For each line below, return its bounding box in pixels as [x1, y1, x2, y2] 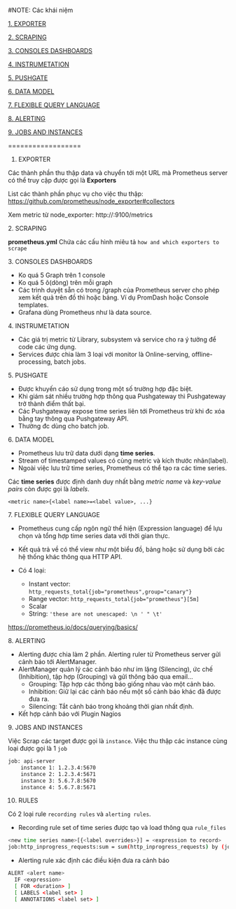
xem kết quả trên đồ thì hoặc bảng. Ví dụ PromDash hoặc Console [18, 293, 209, 302]
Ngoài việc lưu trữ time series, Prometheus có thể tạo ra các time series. [18, 464, 227, 472]
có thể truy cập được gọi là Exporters [8, 176, 117, 184]
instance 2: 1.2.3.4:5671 [20, 770, 97, 777]
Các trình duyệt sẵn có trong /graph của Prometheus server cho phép [18, 286, 220, 294]
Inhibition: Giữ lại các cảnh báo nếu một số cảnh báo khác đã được [28, 687, 221, 696]
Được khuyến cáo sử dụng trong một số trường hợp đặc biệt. [18, 385, 193, 393]
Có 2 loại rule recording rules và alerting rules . [8, 810, 151, 818]
